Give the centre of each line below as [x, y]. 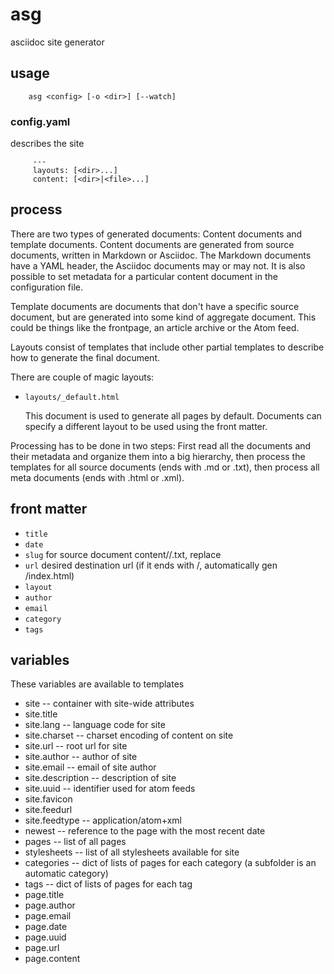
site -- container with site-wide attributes [109, 704]
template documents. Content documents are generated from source [152, 244]
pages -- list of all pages [75, 842]
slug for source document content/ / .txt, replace [123, 554]
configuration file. [46, 287]
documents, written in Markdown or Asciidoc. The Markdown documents [161, 255]
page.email [48, 916]
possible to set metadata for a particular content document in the [144, 276]
